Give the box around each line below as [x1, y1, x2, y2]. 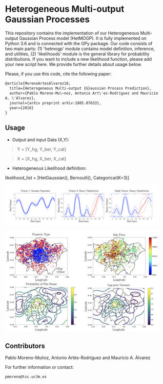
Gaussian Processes [5, 14, 90, 25]
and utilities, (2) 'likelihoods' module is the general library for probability [5, 51, 150, 57]
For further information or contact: [5, 364, 74, 370]
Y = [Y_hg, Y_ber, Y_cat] [17, 146, 66, 152]
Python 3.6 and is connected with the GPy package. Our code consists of [5, 40, 153, 46]
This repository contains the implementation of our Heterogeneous [5, 30, 140, 36]
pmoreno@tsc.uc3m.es [5, 374, 47, 380]
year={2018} [9, 105, 34, 110]
